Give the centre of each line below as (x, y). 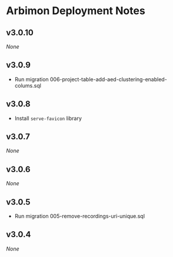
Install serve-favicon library (48, 118)
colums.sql (28, 85)
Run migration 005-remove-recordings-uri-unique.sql (80, 216)
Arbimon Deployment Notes (76, 11)
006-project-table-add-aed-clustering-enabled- (109, 79)
